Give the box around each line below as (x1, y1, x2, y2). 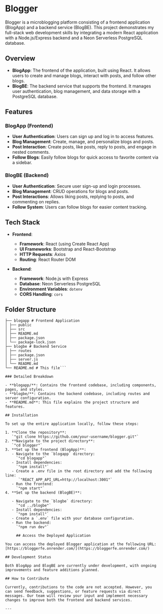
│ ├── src (5, 327, 25, 332)
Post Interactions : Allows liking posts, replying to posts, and (12, 194, 134, 199)
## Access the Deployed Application (16, 533, 91, 538)
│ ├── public (5, 323, 32, 328)
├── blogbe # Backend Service (5, 344, 67, 349)
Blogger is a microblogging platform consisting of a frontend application (5, 19, 150, 25)
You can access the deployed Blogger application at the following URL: (5, 542, 157, 547)
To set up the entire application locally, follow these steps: (5, 421, 139, 426)
